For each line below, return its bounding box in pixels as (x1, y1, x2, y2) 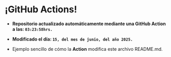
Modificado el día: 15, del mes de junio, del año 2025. (12, 36, 133, 42)
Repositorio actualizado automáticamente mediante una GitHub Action (12, 21, 166, 27)
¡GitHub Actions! (5, 4, 77, 15)
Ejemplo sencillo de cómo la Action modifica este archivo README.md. (12, 46, 163, 52)
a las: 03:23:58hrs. (12, 26, 53, 32)
